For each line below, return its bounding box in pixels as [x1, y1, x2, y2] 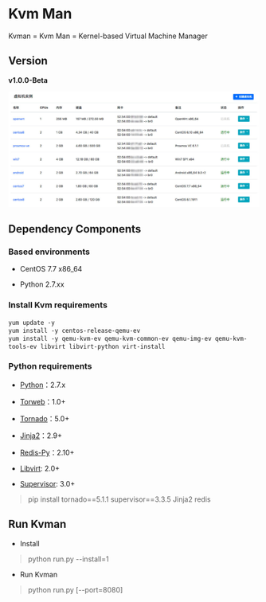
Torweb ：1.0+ [19, 397, 66, 406]
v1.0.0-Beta [8, 75, 48, 84]
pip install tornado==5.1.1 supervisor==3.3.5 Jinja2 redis [27, 494, 211, 504]
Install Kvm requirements [8, 299, 108, 311]
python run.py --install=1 [27, 554, 109, 564]
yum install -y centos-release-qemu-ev [8, 326, 141, 334]
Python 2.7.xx [19, 279, 65, 289]
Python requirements [8, 361, 92, 372]
